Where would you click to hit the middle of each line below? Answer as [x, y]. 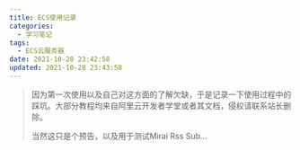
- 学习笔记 [35, 34]
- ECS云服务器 [41, 51]
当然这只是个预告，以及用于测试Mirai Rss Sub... [119, 136]
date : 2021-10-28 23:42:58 [60, 59]
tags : [19, 43]
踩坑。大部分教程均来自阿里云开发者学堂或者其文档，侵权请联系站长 [157, 105]
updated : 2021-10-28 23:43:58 [66, 68]
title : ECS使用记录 [43, 18]
